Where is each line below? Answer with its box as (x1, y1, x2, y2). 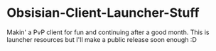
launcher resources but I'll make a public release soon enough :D (6, 35, 197, 43)
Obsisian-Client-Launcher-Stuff (6, 5, 200, 21)
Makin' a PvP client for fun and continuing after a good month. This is (6, 28, 210, 36)
